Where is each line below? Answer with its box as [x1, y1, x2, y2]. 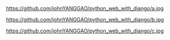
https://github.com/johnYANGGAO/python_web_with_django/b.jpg [6, 16, 164, 23]
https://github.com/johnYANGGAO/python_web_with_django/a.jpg [6, 5, 164, 12]
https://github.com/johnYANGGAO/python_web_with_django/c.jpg [6, 27, 164, 34]
